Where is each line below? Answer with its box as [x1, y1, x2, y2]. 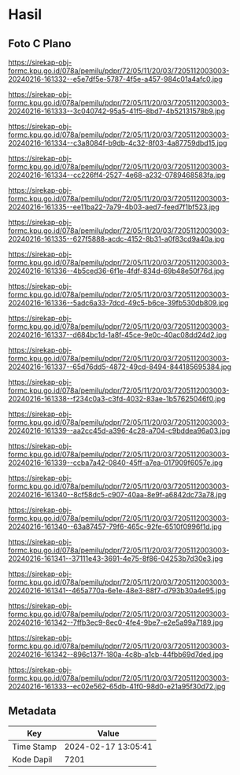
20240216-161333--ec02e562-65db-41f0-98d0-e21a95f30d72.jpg [8, 682, 226, 691]
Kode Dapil [12, 754, 53, 765]
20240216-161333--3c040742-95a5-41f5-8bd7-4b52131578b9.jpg [8, 106, 226, 116]
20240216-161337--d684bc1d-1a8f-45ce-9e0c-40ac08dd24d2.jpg [8, 330, 227, 339]
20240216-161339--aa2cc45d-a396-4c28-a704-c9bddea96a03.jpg [8, 426, 231, 435]
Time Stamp [12, 741, 57, 752]
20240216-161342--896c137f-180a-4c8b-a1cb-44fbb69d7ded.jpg [8, 650, 223, 659]
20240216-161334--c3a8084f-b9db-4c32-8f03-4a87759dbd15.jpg [8, 138, 227, 147]
